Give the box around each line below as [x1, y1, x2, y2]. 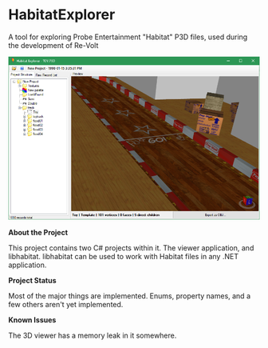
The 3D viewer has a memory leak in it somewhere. [8, 330, 177, 341]
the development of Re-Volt [8, 40, 99, 50]
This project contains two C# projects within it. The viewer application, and [8, 243, 254, 253]
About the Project [8, 228, 69, 238]
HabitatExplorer [8, 6, 116, 24]
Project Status [8, 276, 57, 286]
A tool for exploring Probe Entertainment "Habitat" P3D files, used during [8, 32, 248, 42]
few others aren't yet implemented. [8, 300, 124, 310]
